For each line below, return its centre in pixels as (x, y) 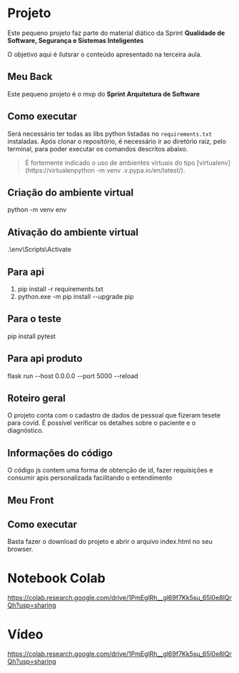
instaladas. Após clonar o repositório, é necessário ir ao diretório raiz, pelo (117, 141)
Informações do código (60, 453)
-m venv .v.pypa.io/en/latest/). (141, 170)
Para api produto (45, 359)
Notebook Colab (56, 578)
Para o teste (35, 319)
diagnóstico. (26, 430)
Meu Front (31, 500)
